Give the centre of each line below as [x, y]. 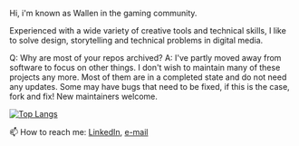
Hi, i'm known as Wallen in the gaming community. [103, 13]
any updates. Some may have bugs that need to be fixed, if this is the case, [149, 87]
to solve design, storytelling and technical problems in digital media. [136, 40]
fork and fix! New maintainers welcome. [84, 96]
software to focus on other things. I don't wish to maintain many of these [145, 68]
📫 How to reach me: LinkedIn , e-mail [79, 132]
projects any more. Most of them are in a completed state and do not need [148, 77]
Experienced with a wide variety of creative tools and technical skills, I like [148, 30]
